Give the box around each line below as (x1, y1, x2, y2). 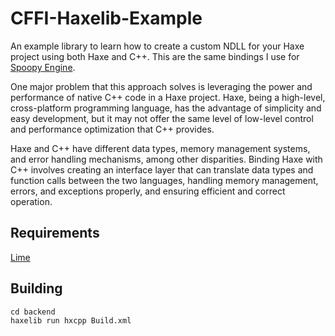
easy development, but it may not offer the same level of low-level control (10, 112, 314, 124)
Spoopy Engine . (10, 61, 76, 73)
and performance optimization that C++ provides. (10, 123, 215, 135)
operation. (10, 195, 53, 207)
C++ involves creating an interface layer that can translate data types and (10, 163, 314, 176)
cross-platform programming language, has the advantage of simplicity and (10, 102, 322, 114)
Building (10, 280, 63, 297)
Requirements (10, 225, 100, 242)
